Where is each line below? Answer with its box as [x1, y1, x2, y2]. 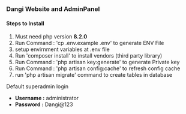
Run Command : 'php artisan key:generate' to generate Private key [14, 59, 180, 66]
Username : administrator [14, 95, 79, 102]
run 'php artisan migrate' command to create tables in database [14, 71, 173, 79]
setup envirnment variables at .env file [14, 46, 110, 53]
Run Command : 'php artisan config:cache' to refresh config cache [14, 65, 181, 72]
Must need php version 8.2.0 [14, 33, 88, 40]
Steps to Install [6, 20, 44, 27]
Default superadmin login [6, 83, 69, 90]
